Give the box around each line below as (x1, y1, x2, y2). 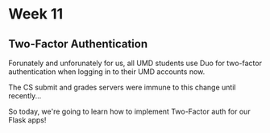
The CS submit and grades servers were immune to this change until (8, 82, 236, 92)
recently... (8, 91, 42, 101)
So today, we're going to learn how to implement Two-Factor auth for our (8, 106, 251, 116)
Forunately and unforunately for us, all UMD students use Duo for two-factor (8, 58, 262, 68)
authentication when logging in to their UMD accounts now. (8, 67, 206, 77)
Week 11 (8, 5, 64, 23)
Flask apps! (8, 115, 47, 125)
